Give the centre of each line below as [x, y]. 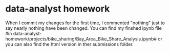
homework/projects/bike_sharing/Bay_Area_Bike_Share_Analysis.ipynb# [81, 39]
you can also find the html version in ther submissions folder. [70, 44]
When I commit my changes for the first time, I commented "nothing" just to [85, 23]
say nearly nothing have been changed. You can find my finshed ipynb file [84, 28]
